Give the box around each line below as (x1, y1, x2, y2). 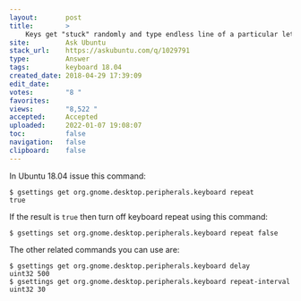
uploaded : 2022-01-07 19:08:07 (9, 121, 142, 130)
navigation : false (9, 138, 87, 146)
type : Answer (9, 54, 90, 63)
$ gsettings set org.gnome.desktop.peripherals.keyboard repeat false (9, 229, 279, 238)
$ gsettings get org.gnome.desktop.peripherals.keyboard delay (9, 261, 251, 271)
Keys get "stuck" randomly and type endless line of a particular (25, 29, 279, 38)
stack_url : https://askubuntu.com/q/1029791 (9, 46, 191, 55)
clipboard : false (9, 146, 87, 155)
